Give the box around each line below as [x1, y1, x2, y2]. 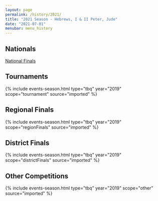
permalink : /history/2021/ [5, 12, 62, 17]
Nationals [5, 45, 36, 53]
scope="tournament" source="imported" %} [5, 91, 98, 97]
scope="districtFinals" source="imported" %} [5, 157, 100, 163]
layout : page [5, 7, 33, 13]
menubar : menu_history [5, 26, 53, 31]
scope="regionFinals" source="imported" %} [5, 124, 99, 130]
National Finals [5, 58, 36, 64]
